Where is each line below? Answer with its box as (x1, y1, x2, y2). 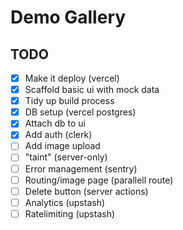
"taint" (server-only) (24, 151, 108, 163)
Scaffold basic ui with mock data (24, 84, 160, 96)
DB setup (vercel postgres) (24, 106, 137, 118)
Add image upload (24, 140, 101, 152)
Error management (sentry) (24, 162, 138, 175)
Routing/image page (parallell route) (24, 174, 174, 186)
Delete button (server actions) (24, 185, 149, 197)
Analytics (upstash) (24, 196, 106, 208)
